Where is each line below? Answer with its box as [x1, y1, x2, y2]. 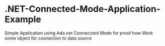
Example [4, 14, 41, 25]
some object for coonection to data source [4, 35, 92, 41]
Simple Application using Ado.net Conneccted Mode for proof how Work [4, 30, 153, 36]
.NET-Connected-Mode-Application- [4, 3, 161, 15]
